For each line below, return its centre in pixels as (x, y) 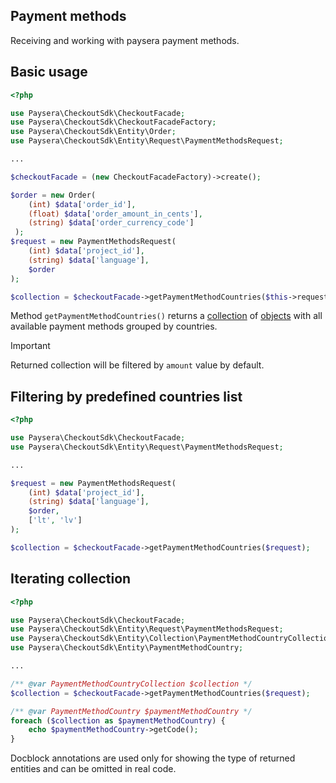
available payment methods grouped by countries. (114, 326)
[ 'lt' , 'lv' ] (55, 520)
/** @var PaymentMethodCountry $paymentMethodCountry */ (131, 711)
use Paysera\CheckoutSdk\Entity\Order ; (93, 132)
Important (30, 346)
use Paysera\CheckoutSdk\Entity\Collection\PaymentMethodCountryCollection (171, 639)
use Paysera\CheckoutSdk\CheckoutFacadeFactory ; (113, 122)
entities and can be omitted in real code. (93, 769)
